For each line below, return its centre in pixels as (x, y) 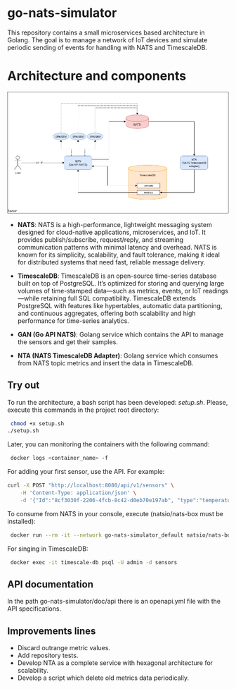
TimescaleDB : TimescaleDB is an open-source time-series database (117, 276)
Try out (24, 385)
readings (215, 291)
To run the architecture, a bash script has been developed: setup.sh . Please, (118, 402)
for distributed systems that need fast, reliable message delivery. (111, 262)
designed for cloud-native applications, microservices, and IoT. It (111, 232)
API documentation (50, 584)
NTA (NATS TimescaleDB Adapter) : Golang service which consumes (118, 355)
